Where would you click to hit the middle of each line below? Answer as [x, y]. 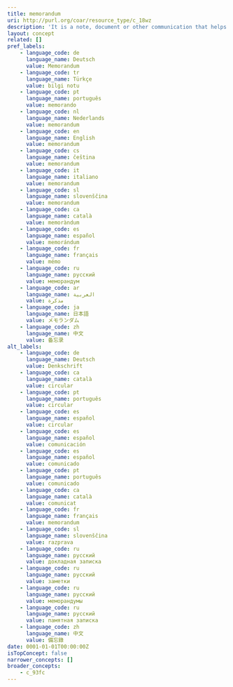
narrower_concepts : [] [40, 660]
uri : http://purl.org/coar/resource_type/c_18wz [79, 20]
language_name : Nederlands [65, 118]
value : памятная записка [62, 621]
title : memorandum [34, 14]
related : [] [24, 40]
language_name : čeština [61, 158]
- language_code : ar [50, 288]
